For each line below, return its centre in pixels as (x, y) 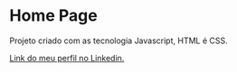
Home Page (53, 16)
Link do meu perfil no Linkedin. (67, 58)
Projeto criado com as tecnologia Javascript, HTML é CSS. (118, 40)
